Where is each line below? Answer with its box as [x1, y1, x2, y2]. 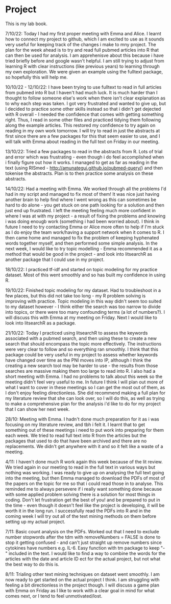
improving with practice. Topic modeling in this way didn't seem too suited [5, 298, 162, 304]
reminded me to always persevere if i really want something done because [5, 486, 162, 492]
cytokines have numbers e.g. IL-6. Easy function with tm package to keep [5, 545, 160, 551]
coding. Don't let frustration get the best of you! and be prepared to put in [5, 496, 160, 503]
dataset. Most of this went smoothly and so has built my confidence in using [5, 272, 166, 278]
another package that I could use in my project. [5, 256, 105, 263]
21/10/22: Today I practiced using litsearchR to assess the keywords [5, 330, 148, 336]
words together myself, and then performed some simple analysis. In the [5, 240, 158, 246]
